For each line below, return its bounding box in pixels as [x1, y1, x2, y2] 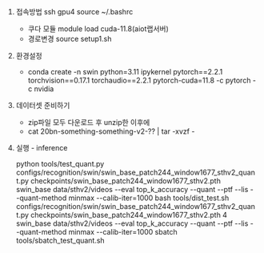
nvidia [34, 84, 54, 94]
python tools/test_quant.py [15, 159, 105, 168]
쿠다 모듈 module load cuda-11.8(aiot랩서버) [27, 24, 170, 34]
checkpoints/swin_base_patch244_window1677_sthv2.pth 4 [30, 211, 228, 219]
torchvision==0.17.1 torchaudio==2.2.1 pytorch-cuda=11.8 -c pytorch [27, 75, 251, 85]
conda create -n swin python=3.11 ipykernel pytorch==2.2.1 [27, 67, 223, 76]
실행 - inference [15, 143, 68, 152]
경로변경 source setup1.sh [27, 34, 112, 43]
